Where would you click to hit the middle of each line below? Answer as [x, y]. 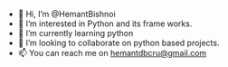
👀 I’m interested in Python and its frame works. [105, 24]
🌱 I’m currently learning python [76, 33]
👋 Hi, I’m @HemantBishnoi [66, 14]
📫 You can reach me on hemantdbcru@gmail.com [112, 53]
